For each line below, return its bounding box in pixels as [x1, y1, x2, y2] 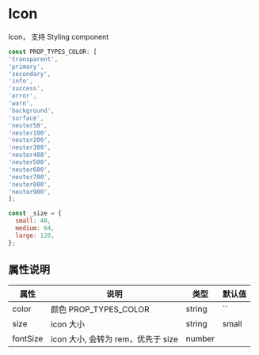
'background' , [8, 106, 55, 115]
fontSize [12, 333, 44, 344]
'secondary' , [8, 70, 51, 78]
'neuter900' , [8, 188, 51, 196]
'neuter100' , [8, 128, 51, 137]
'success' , [8, 85, 44, 93]
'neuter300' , [8, 143, 51, 151]
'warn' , [8, 100, 34, 108]
